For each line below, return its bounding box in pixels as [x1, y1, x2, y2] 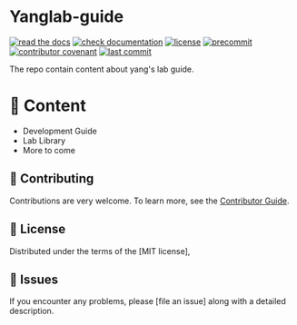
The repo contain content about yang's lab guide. [9, 64, 194, 74]
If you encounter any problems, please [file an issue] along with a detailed [9, 296, 286, 307]
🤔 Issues [9, 271, 59, 287]
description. [9, 306, 54, 317]
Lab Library [22, 134, 66, 146]
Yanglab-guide [9, 6, 124, 27]
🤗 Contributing [9, 171, 94, 187]
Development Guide [22, 125, 97, 136]
